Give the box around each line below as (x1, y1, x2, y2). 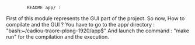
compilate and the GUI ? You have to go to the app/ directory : (6, 21, 155, 28)
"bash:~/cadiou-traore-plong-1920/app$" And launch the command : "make (6, 27, 190, 34)
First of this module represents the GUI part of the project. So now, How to (6, 15, 185, 22)
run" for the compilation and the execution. (6, 33, 109, 40)
